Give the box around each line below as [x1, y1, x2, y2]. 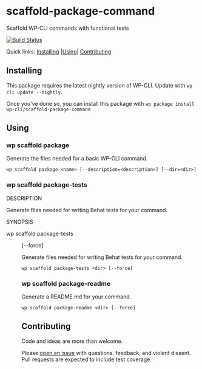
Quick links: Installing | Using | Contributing [6, 47, 112, 55]
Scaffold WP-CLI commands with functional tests [6, 24, 129, 32]
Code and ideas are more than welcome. [21, 337, 123, 345]
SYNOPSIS [6, 218, 33, 226]
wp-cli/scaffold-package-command [6, 106, 91, 112]
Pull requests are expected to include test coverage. [21, 356, 152, 363]
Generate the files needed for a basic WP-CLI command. [6, 155, 148, 162]
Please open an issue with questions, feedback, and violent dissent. [21, 349, 191, 356]
